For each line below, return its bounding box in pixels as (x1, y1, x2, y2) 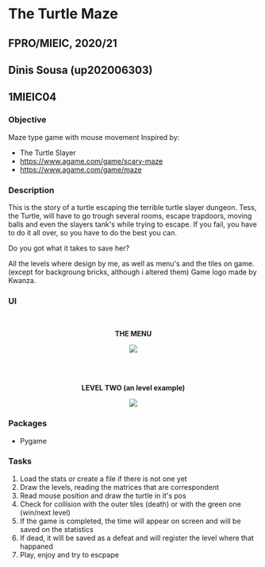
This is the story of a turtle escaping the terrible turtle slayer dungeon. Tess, (8, 202, 257, 212)
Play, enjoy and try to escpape (19, 550, 119, 559)
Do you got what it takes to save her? (8, 243, 129, 253)
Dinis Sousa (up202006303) (8, 63, 153, 76)
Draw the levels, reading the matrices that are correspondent (19, 482, 220, 491)
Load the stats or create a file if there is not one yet (19, 474, 188, 484)
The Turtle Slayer (19, 148, 77, 157)
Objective (8, 115, 47, 126)
